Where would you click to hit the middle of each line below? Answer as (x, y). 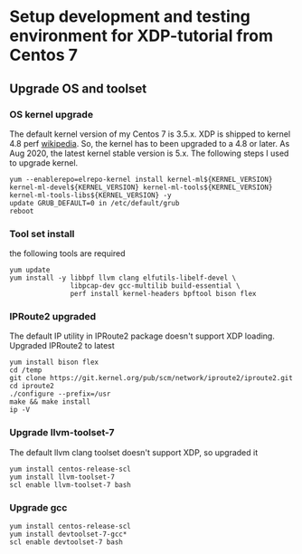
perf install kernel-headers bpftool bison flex (163, 294)
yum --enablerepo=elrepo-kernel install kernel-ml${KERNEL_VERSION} (141, 179)
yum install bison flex (54, 363)
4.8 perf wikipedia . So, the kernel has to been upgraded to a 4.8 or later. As (150, 143)
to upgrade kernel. (44, 162)
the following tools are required (67, 253)
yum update (30, 270)
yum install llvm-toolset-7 (62, 477)
